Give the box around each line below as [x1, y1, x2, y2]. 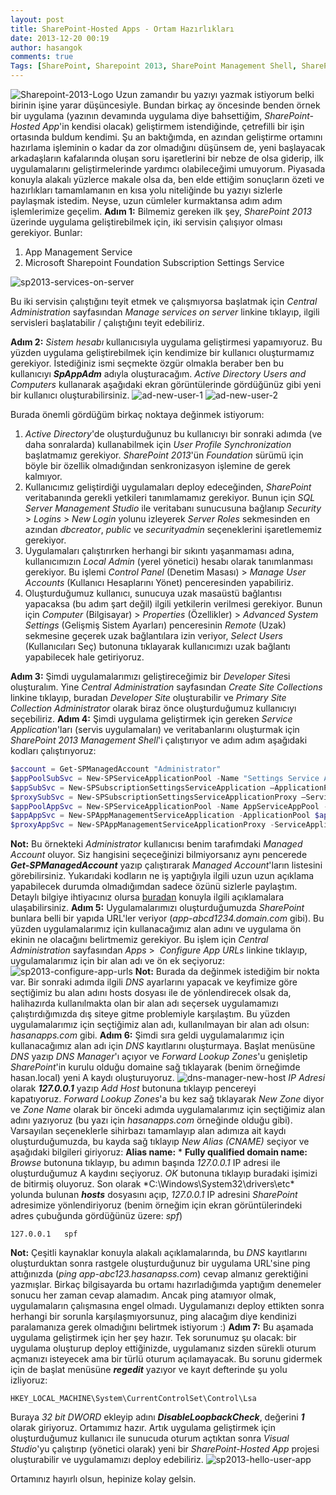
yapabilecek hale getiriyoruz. [24, 651, 145, 663]
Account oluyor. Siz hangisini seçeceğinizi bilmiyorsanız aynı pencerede [10, 849, 308, 861]
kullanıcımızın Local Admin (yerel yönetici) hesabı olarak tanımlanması [24, 556, 313, 567]
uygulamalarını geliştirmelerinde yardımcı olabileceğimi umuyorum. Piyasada [10, 163, 326, 175]
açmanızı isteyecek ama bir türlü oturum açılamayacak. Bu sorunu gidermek [10, 1353, 323, 1365]
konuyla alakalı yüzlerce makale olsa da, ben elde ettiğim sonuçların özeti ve [10, 174, 325, 185]
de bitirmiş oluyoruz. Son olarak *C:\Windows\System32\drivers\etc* [10, 1178, 295, 1190]
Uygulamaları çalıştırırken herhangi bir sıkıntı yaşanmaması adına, [24, 545, 295, 556]
